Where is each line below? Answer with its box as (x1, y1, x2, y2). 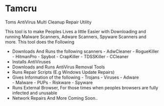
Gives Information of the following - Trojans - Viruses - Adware (12, 74, 139, 80)
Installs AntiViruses (12, 59, 51, 64)
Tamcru (5, 3, 37, 14)
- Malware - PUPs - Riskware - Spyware (12, 79, 93, 85)
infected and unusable (12, 90, 58, 96)
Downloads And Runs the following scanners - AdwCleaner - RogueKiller (12, 48, 159, 54)
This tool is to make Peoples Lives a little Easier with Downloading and (5, 28, 146, 34)
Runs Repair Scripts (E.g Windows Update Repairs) (12, 69, 115, 75)
